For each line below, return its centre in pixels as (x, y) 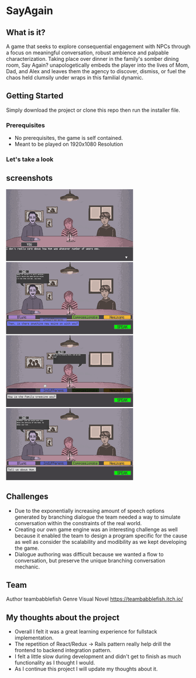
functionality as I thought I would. (55, 663)
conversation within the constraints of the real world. (78, 523)
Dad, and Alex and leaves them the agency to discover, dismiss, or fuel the (96, 71)
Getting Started (35, 96)
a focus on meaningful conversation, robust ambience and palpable (87, 53)
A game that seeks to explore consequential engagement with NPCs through (98, 46)
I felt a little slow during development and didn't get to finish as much (98, 656)
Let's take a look (30, 159)
